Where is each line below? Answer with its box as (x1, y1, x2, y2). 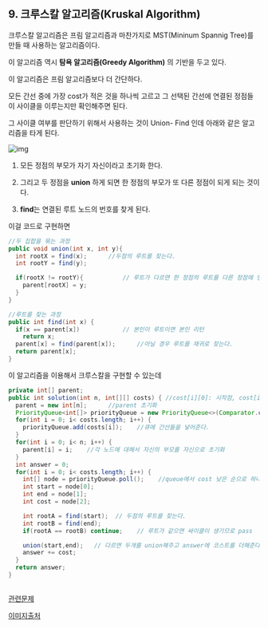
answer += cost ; (22, 549, 77, 557)
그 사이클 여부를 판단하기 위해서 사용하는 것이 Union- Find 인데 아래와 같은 (8, 118, 241, 128)
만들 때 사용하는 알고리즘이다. (8, 40, 100, 49)
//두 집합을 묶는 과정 (8, 237, 70, 245)
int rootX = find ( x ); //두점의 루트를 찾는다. (15, 252, 175, 260)
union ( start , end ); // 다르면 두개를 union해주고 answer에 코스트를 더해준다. (22, 541, 264, 549)
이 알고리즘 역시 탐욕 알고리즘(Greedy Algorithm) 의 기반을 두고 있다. (8, 57, 227, 66)
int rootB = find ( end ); (22, 519, 102, 527)
